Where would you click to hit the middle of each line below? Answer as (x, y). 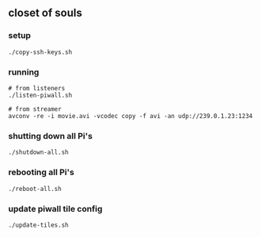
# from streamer (35, 109)
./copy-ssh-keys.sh (40, 52)
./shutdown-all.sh (38, 153)
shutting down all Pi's (51, 136)
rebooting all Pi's (42, 172)
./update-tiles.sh (38, 225)
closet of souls (45, 13)
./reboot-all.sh (35, 189)
